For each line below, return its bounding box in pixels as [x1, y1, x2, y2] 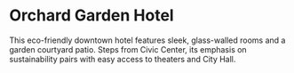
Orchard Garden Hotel [9, 5, 175, 26]
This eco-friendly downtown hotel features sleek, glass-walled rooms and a [9, 35, 286, 45]
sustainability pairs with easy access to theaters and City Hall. [9, 53, 236, 64]
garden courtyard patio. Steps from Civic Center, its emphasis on [9, 44, 247, 54]
